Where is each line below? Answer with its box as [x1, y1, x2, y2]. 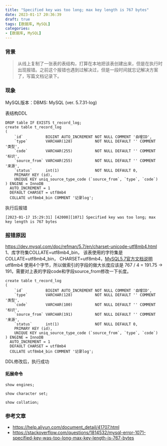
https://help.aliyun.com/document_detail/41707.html [12, 424, 119, 430]
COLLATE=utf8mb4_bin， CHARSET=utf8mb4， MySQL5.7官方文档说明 [5, 255, 153, 261]
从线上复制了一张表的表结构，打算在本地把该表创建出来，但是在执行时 [17, 61, 163, 67]
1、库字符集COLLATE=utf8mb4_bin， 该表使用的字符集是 [5, 249, 123, 255]
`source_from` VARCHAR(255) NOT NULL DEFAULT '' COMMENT [14, 158, 156, 163]
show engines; [5, 383, 35, 388]
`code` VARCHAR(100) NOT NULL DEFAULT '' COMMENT [14, 302, 156, 307]
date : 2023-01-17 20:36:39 [5, 12, 62, 17]
